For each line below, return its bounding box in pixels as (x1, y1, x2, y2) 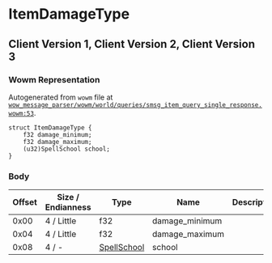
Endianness (45, 201, 91, 213)
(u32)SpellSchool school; (23, 145, 111, 153)
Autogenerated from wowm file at (8, 92, 113, 102)
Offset (12, 197, 38, 208)
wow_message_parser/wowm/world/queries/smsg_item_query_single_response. (8, 100, 263, 109)
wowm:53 (8, 109, 35, 117)
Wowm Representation (8, 74, 100, 85)
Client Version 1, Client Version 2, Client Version (8, 37, 255, 51)
